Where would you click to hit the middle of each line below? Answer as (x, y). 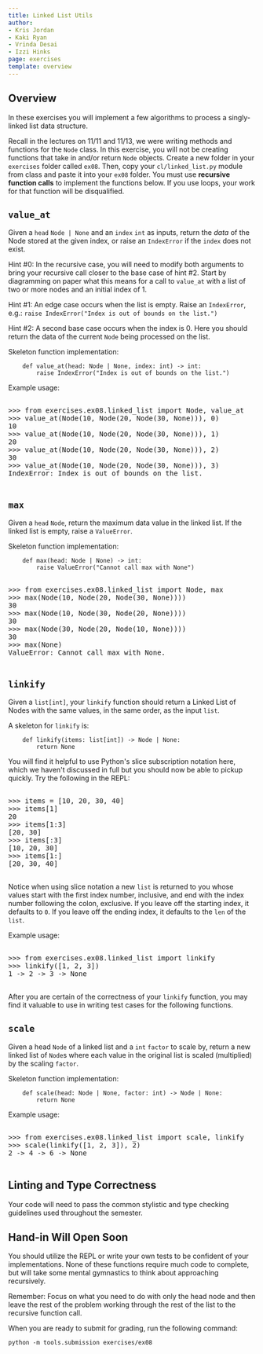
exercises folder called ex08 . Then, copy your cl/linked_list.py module (126, 166)
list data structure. (59, 126)
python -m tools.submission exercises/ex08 (80, 1343)
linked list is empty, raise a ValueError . (71, 531)
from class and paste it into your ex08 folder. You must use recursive (119, 174)
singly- (239, 117)
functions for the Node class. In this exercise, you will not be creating (119, 149)
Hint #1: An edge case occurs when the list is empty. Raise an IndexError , (127, 305)
